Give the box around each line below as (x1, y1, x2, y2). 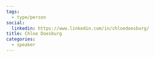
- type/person (11, 14, 46, 20)
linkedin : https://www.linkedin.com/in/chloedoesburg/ (11, 25, 150, 31)
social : (6, 20, 25, 26)
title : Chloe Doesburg (6, 31, 62, 37)
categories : (6, 36, 35, 42)
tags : (6, 8, 20, 15)
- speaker (11, 42, 35, 48)
